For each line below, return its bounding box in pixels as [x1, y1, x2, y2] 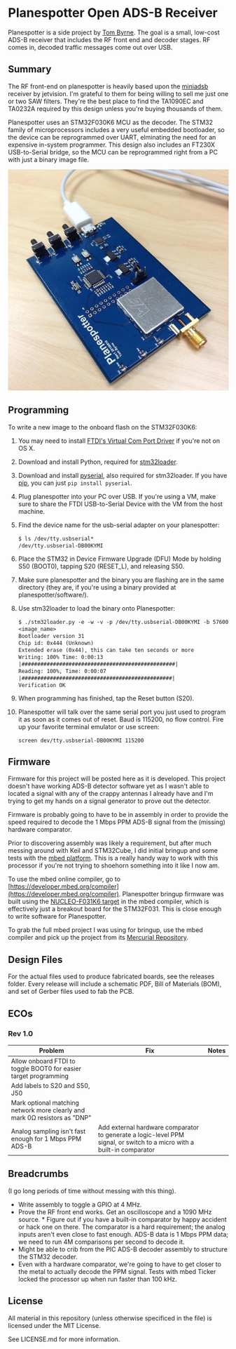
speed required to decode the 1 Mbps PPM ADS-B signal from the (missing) [8, 818, 226, 826]
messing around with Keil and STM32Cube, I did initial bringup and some [8, 846, 218, 855]
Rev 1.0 [8, 1028, 34, 1038]
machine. [18, 507, 46, 515]
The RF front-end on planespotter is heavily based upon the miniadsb [8, 82, 209, 91]
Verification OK [18, 682, 66, 689]
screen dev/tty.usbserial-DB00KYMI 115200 [18, 737, 144, 744]
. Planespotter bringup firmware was [118, 890, 224, 898]
